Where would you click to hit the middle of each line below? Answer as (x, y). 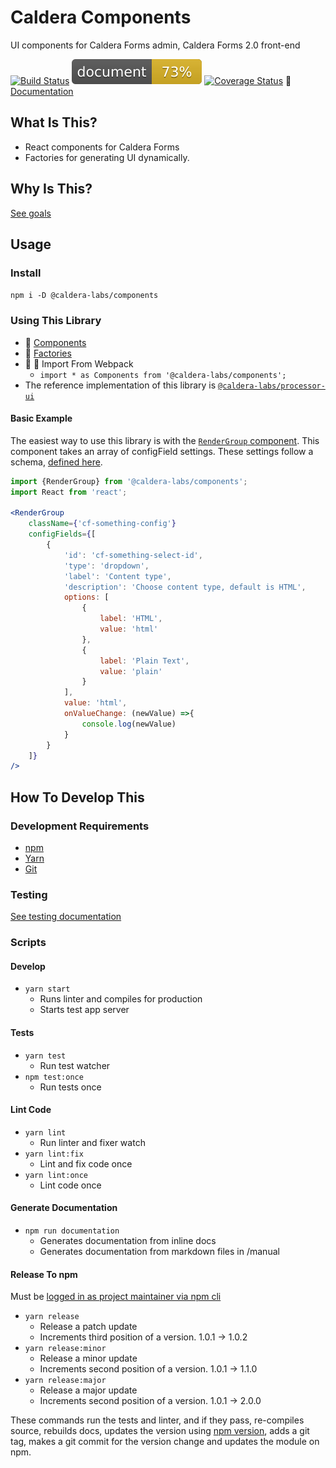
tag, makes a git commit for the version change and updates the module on (165, 1442)
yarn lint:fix (54, 1154)
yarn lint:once (56, 1175)
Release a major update (88, 1390)
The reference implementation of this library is (120, 385)
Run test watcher (75, 1065)
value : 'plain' (131, 671)
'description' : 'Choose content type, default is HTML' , (185, 587)
